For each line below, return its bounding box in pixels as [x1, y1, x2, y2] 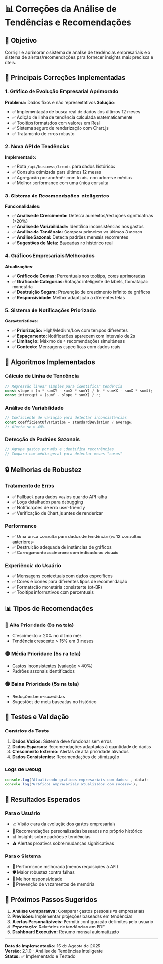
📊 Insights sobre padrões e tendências [12, 834, 91, 839]
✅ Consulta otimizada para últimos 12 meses [12, 169, 102, 175]
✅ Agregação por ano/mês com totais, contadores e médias [12, 174, 132, 180]
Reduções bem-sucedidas [12, 694, 65, 699]
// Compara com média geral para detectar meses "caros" [5, 451, 123, 457]
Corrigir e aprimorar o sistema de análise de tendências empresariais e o [5, 49, 150, 55]
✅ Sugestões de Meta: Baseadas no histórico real [12, 240, 113, 246]
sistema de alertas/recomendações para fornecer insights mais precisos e [5, 54, 154, 60]
